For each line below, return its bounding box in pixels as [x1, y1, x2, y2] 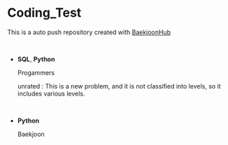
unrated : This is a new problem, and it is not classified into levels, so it [17, 82, 222, 90]
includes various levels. [17, 89, 85, 98]
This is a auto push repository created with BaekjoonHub [7, 28, 171, 36]
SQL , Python [17, 54, 55, 63]
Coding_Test [7, 5, 82, 21]
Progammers [17, 68, 55, 77]
